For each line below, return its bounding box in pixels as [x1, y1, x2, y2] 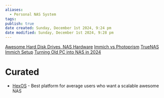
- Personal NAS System [9, 12, 56, 17]
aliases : [5, 7, 23, 12]
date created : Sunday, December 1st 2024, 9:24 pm [5, 26, 112, 31]
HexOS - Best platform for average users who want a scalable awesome [12, 83, 159, 89]
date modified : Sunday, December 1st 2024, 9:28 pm [5, 30, 114, 35]
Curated [5, 66, 40, 78]
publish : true [5, 21, 35, 26]
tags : [5, 16, 16, 21]
